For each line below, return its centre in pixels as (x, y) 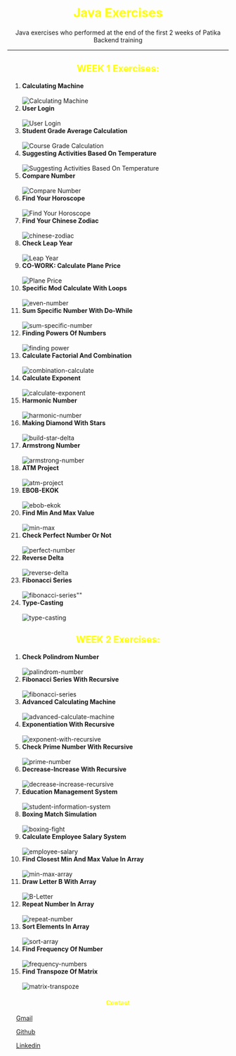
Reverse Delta (43, 558)
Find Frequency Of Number (63, 949)
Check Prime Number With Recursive (78, 747)
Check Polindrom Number (61, 656)
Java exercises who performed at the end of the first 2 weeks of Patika (118, 32)
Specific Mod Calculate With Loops (75, 288)
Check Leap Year (47, 243)
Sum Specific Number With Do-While (78, 310)
